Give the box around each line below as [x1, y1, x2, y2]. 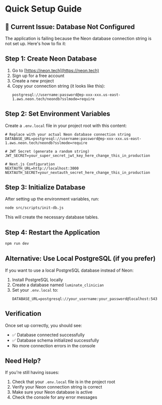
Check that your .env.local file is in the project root [12, 379, 116, 385]
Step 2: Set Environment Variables [5, 110, 110, 118]
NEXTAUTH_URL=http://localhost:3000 [5, 166, 79, 171]
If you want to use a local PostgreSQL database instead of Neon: [5, 267, 134, 273]
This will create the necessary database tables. [5, 214, 99, 220]
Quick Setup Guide [5, 3, 82, 15]
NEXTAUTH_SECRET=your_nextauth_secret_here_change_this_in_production [5, 170, 150, 175]
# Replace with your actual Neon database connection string [5, 132, 131, 137]
